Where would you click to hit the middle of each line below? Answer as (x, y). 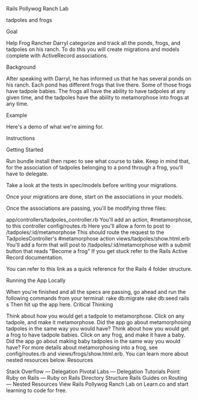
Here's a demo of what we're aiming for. (55, 127)
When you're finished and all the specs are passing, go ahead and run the (96, 292)
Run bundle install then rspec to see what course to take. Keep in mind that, (98, 161)
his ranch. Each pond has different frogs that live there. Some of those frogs (99, 85)
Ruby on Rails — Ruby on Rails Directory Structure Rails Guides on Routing (97, 378)
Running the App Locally (36, 280)
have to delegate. (27, 174)
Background (21, 67)
